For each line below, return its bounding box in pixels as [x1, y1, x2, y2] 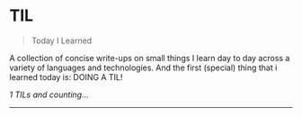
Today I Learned [31, 35, 93, 46]
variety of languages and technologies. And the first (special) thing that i [9, 62, 278, 73]
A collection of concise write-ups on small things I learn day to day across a [9, 52, 290, 63]
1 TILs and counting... [9, 89, 89, 100]
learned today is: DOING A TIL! [9, 71, 123, 82]
